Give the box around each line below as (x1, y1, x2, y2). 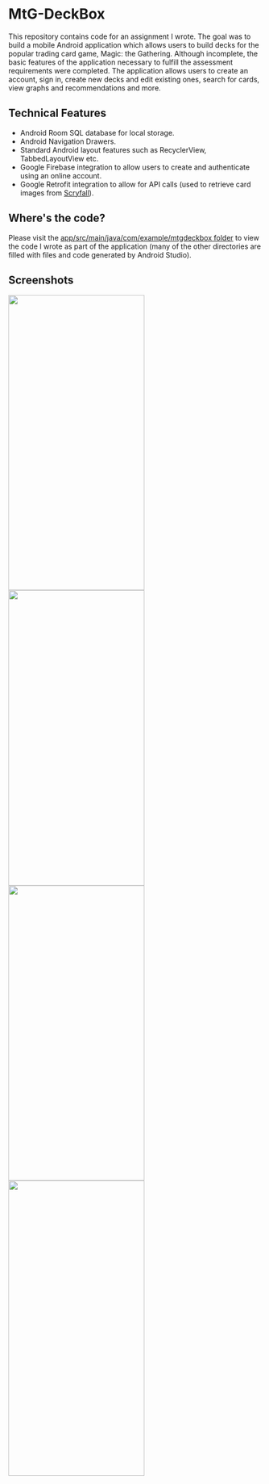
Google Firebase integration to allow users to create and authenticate (19, 162, 250, 172)
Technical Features (8, 107, 107, 120)
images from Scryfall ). (19, 187, 94, 198)
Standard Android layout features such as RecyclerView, (19, 145, 207, 154)
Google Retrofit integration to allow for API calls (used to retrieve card (19, 179, 251, 189)
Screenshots (8, 273, 74, 287)
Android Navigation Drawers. (19, 136, 117, 146)
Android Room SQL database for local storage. (19, 128, 175, 137)
